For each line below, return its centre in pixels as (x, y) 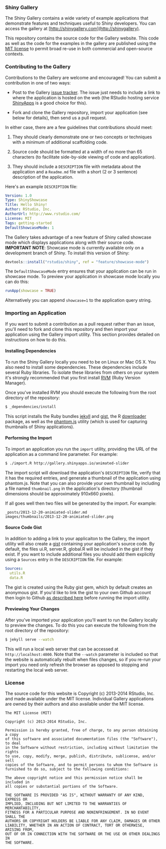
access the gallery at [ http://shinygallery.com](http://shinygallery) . (73, 29)
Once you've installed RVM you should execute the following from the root (81, 392)
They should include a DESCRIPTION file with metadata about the (77, 166)
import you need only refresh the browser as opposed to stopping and (77, 665)
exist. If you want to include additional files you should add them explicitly (80, 554)
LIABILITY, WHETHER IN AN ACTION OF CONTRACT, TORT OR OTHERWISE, (75, 825)
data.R (16, 578)
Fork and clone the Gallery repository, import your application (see (80, 112)
